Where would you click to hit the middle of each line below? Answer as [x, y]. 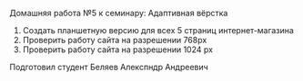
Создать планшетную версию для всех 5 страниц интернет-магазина [158, 30]
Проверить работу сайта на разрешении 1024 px [118, 49]
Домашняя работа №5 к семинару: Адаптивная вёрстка [119, 13]
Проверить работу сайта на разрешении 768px [115, 40]
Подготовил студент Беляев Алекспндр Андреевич [109, 67]
